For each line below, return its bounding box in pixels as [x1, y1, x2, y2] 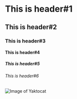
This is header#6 [5, 73, 39, 79]
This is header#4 [5, 50, 40, 56]
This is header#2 [5, 23, 57, 31]
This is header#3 [5, 38, 46, 44]
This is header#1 [5, 3, 73, 15]
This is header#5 [5, 60, 40, 66]
